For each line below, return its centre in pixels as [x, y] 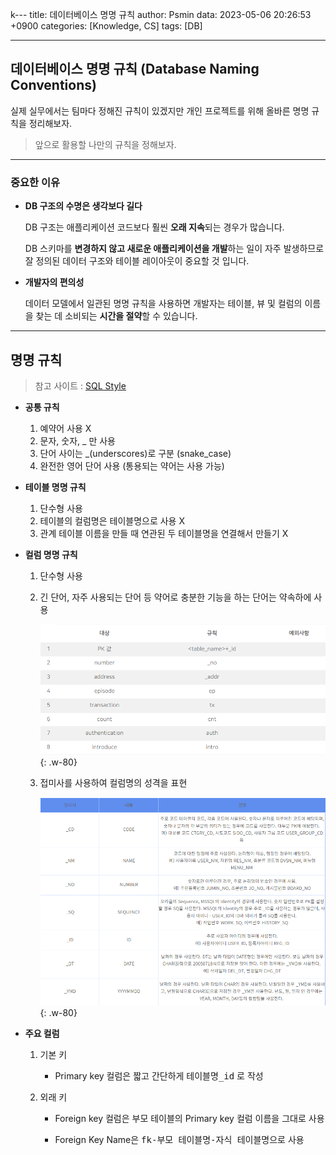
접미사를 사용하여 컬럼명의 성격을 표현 [113, 782]
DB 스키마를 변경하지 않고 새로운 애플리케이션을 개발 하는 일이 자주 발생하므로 [174, 249]
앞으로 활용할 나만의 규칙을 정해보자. [105, 144]
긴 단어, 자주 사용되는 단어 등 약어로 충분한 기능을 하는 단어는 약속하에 [175, 597]
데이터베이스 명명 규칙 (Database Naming [135, 69]
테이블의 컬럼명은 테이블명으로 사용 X [112, 520]
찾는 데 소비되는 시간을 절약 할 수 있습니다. [116, 316]
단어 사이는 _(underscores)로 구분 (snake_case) [135, 453]
